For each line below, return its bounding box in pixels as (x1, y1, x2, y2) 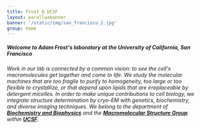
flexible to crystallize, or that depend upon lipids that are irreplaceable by (7, 84, 189, 91)
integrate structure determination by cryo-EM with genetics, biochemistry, (7, 96, 190, 104)
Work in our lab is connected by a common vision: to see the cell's (7, 65, 171, 72)
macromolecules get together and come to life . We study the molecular (7, 71, 183, 79)
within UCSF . (7, 115, 40, 123)
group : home (7, 25, 37, 32)
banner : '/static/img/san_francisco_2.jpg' (7, 20, 117, 26)
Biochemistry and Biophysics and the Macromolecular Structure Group (7, 110, 188, 117)
